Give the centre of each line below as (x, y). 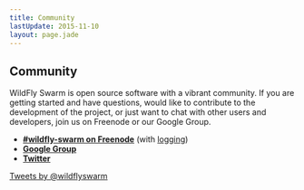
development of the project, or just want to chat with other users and (138, 112)
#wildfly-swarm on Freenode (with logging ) (105, 139)
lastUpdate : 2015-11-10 (54, 26)
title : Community (42, 18)
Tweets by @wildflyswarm (59, 176)
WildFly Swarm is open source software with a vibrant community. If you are (152, 93)
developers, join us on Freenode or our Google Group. (110, 122)
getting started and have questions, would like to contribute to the (132, 103)
